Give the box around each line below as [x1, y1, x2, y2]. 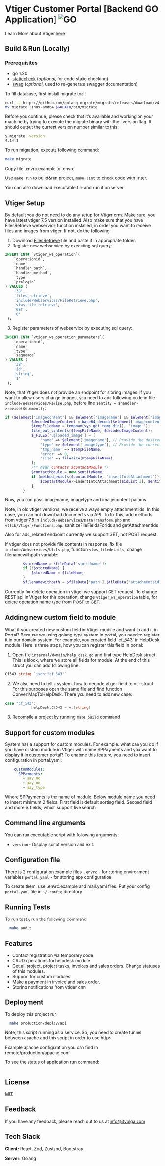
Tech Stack [5, 1132, 40, 1141]
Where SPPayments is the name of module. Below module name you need [5, 794, 156, 800]
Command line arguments [5, 818, 86, 827]
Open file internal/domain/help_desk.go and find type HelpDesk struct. [12, 652, 157, 658]
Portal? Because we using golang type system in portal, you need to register [5, 632, 160, 637]
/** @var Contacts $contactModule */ [31, 465, 109, 470]
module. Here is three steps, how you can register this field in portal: [5, 642, 144, 648]
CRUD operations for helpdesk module [12, 957, 91, 963]
